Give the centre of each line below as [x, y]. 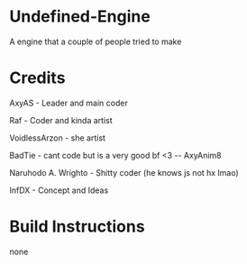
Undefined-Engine [80, 17]
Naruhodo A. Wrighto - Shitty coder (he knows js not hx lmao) [124, 172]
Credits [37, 78]
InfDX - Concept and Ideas [59, 190]
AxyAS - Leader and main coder [69, 103]
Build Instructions [78, 227]
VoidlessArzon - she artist [58, 138]
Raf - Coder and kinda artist [61, 120]
